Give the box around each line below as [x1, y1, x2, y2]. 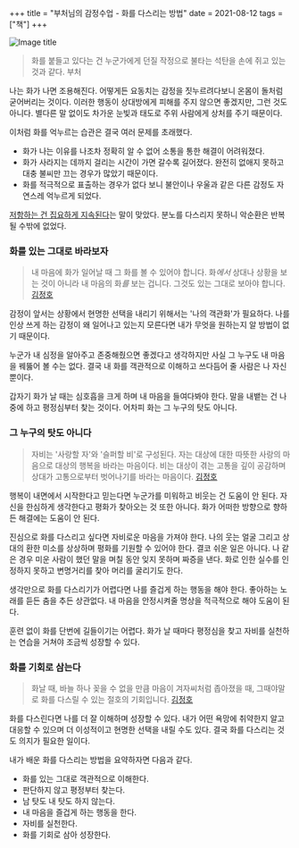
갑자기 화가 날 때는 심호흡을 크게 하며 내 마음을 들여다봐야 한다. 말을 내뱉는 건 [9, 391, 278, 402]
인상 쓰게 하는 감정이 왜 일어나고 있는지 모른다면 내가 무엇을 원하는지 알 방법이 [9, 320, 281, 331]
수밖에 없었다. [18, 221, 67, 231]
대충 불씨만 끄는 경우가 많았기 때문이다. [21, 168, 159, 179]
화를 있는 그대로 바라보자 [9, 245, 109, 257]
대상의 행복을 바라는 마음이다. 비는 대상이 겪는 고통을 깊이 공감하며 [54, 459, 287, 471]
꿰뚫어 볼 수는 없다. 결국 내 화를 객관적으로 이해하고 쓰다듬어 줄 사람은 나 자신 [18, 361, 287, 372]
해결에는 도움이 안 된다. [18, 512, 100, 523]
